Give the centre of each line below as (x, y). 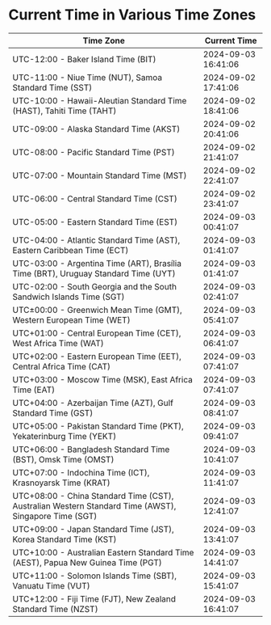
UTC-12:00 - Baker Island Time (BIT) (84, 59)
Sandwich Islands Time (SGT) (69, 297)
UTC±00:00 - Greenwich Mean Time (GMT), (98, 310)
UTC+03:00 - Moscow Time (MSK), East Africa (103, 379)
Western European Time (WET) (71, 319)
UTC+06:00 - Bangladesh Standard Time (91, 449)
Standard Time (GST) (53, 412)
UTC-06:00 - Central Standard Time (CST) (95, 198)
